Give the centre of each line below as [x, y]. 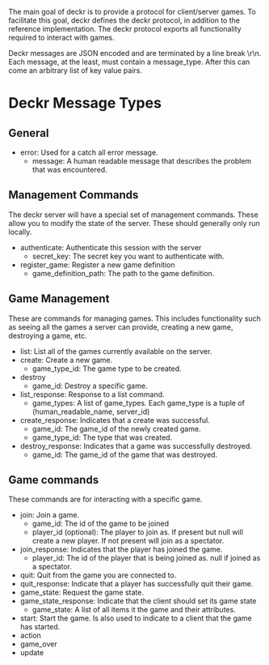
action [31, 636]
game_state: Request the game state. [82, 593]
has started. [40, 627]
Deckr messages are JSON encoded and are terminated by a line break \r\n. [135, 53]
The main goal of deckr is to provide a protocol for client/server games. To [132, 12]
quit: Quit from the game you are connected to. [98, 575]
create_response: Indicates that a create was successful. [115, 420]
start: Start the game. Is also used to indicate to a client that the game [136, 618]
